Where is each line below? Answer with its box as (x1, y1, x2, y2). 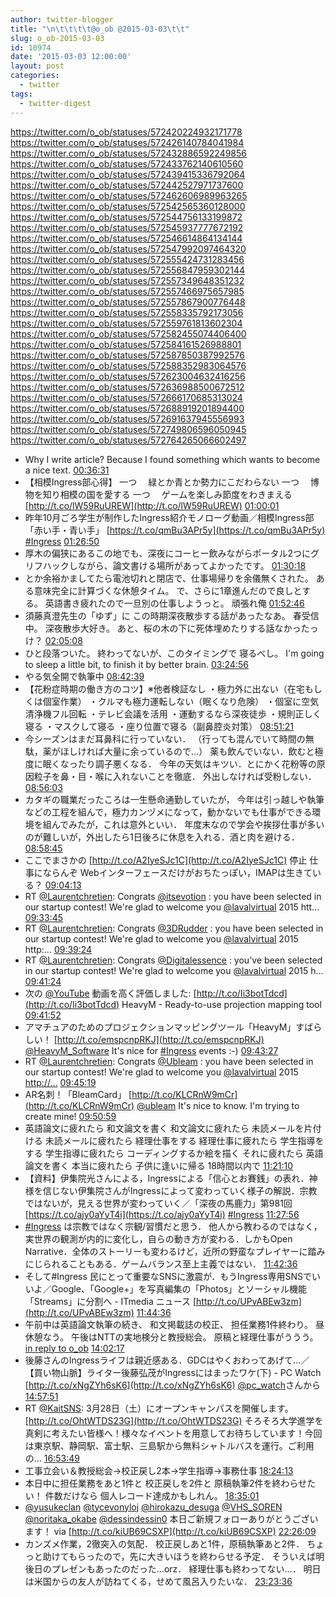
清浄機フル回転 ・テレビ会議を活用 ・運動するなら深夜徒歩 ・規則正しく (24, 707, 322, 720)
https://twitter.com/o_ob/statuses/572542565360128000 (10, 200, 246, 212)
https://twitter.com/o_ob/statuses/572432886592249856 (10, 147, 248, 159)
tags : (10, 89, 33, 99)
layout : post (10, 61, 65, 71)
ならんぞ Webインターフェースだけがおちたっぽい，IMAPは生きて (42, 866, 313, 878)
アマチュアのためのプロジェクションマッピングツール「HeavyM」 (24, 1021, 297, 1033)
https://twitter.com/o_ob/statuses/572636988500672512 (10, 381, 245, 393)
